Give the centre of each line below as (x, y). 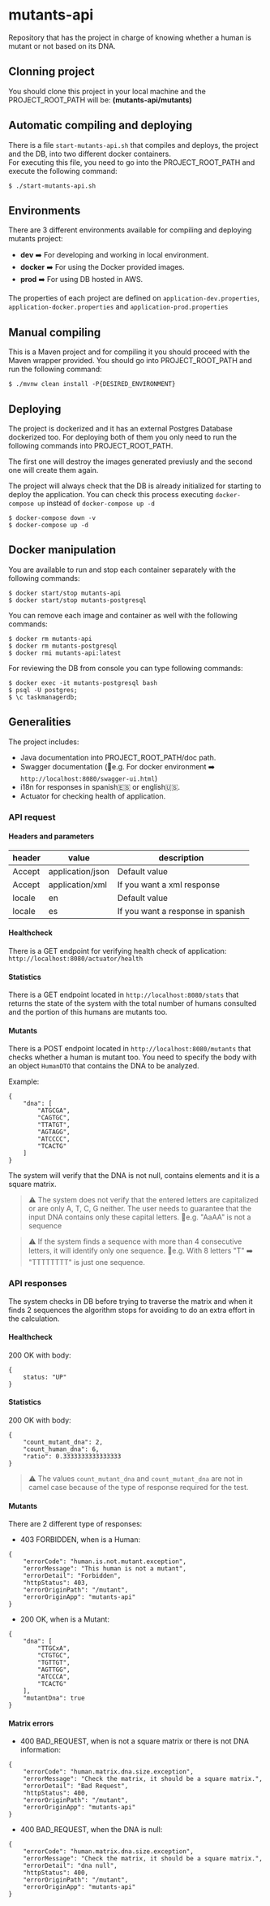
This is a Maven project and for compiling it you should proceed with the (129, 352)
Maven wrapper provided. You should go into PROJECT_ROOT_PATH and (131, 361)
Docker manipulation (62, 550)
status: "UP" (45, 1377)
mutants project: (36, 239)
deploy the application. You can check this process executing (111, 494)
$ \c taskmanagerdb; (43, 697)
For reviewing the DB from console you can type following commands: (126, 668)
